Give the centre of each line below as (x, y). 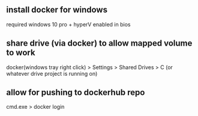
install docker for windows (57, 10)
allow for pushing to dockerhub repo (76, 93)
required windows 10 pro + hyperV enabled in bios (68, 24)
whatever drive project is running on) (52, 73)
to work (21, 53)
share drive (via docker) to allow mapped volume (99, 44)
